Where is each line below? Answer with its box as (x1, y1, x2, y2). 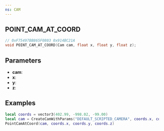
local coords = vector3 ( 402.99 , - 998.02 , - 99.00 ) (5, 112, 108, 117)
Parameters (5, 56, 41, 65)
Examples (5, 99, 36, 108)
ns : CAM (5, 7, 21, 12)
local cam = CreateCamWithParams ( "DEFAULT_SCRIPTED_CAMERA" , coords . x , (5, 116, 154, 121)
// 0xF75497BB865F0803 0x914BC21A (5, 38, 76, 43)
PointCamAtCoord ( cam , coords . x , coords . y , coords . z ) (5, 121, 115, 126)
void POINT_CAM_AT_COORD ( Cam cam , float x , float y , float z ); (5, 43, 137, 48)
